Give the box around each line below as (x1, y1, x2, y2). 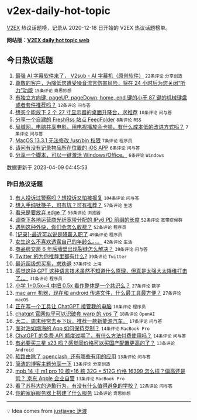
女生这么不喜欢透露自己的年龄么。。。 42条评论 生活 (15, 238, 133, 245)
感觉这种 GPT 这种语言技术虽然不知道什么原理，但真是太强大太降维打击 (15, 267, 188, 274)
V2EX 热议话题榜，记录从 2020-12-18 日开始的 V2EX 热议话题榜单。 (6, 24, 171, 31)
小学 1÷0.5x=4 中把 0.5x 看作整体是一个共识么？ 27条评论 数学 (15, 282, 161, 289)
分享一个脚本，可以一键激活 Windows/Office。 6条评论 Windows (15, 151, 164, 159)
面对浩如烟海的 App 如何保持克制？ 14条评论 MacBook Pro (15, 325, 150, 332)
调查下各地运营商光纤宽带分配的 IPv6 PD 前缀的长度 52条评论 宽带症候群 (15, 216, 183, 223)
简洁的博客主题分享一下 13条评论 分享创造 (15, 360, 110, 367)
